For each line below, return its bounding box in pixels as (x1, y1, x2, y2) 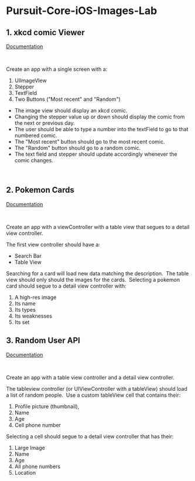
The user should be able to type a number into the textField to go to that (14, 126, 189, 132)
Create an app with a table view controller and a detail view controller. (6, 374, 175, 381)
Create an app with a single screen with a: (6, 66, 108, 73)
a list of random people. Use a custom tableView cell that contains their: (6, 391, 181, 398)
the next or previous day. (14, 120, 75, 127)
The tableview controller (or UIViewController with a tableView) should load (6, 385, 187, 392)
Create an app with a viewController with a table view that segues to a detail (6, 223, 190, 230)
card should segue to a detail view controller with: (6, 282, 126, 289)
